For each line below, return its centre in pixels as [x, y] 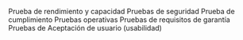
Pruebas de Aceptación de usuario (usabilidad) [85, 28]
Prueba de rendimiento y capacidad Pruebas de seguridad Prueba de [122, 11]
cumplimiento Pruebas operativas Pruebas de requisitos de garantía [119, 20]
